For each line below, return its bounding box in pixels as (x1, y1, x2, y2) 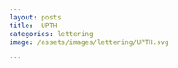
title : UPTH (9, 21, 58, 30)
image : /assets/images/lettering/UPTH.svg (9, 37, 169, 47)
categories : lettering (9, 29, 93, 38)
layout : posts (9, 12, 62, 22)
